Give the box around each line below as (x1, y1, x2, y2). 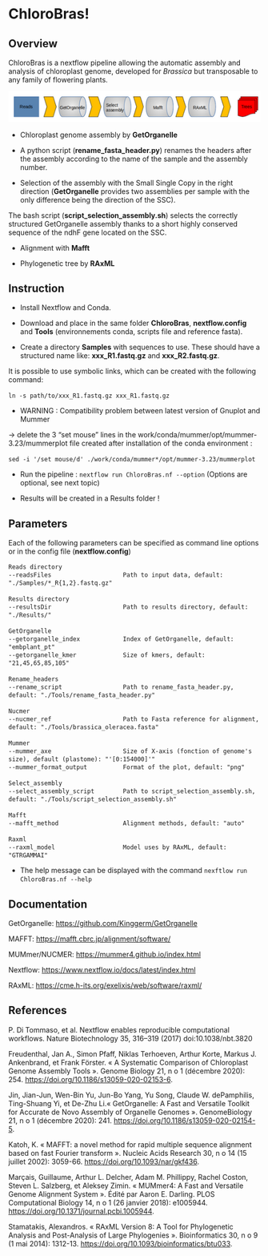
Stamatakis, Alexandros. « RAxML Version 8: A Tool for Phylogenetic (8, 1222, 234, 1231)
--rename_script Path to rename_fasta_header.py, (8, 683, 234, 691)
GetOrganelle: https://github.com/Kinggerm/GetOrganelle (8, 918, 198, 928)
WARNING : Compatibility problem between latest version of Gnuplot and (19, 406, 261, 416)
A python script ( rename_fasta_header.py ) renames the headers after (19, 145, 252, 155)
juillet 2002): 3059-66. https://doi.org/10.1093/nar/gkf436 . (8, 1157, 200, 1166)
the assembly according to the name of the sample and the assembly (19, 154, 248, 163)
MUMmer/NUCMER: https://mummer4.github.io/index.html (8, 949, 202, 959)
